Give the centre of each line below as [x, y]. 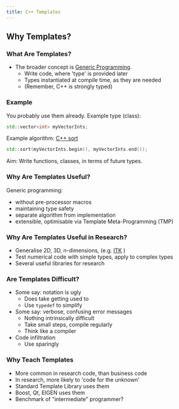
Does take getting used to [56, 299]
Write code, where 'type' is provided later [76, 74]
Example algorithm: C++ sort [42, 138]
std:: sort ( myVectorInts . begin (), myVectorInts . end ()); [77, 150]
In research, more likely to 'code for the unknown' [77, 379]
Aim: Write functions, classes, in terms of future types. [74, 161]
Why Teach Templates [40, 360]
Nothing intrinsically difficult [59, 318]
